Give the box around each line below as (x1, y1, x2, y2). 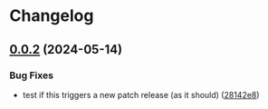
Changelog (9, 5, 94, 26)
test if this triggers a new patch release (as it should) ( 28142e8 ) (22, 89, 260, 100)
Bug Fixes (9, 69, 54, 82)
